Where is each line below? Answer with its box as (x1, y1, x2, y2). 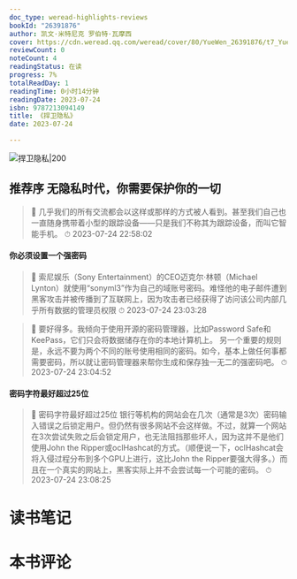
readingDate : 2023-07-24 (9, 95, 101, 104)
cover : (9, 37, 34, 47)
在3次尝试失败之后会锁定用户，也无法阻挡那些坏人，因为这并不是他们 (30, 431, 285, 442)
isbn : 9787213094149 (9, 103, 86, 112)
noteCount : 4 (9, 54, 57, 63)
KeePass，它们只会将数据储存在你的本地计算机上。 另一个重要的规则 (30, 335, 282, 346)
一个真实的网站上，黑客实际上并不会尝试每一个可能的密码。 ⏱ (46, 465, 272, 476)
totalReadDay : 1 (9, 79, 69, 88)
